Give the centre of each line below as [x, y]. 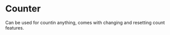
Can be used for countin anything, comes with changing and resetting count [85, 22]
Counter [23, 9]
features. [15, 27]
